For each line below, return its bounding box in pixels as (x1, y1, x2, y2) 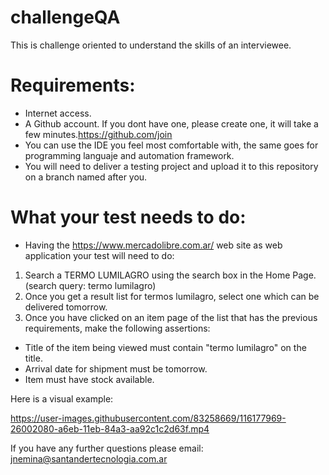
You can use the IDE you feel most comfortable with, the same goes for (24, 139, 319, 151)
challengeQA (10, 6, 121, 29)
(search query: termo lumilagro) (24, 279, 157, 291)
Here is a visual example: (10, 392, 114, 405)
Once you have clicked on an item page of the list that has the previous (24, 311, 318, 323)
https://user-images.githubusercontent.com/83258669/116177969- (10, 412, 287, 424)
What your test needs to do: (10, 206, 247, 229)
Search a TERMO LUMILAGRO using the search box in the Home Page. (24, 269, 317, 281)
